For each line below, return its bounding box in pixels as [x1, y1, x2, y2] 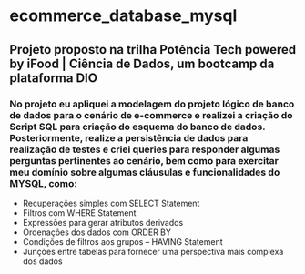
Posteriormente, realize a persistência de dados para [9, 131, 249, 144]
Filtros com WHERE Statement [22, 207, 137, 218]
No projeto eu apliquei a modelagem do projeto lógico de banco [9, 97, 295, 110]
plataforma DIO [9, 70, 98, 86]
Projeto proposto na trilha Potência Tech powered [9, 42, 297, 57]
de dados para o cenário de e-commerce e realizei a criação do [9, 108, 293, 121]
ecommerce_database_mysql [9, 5, 238, 26]
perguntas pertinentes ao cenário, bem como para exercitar [9, 154, 280, 167]
